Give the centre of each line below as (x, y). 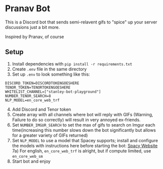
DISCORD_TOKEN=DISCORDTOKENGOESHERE (42, 83)
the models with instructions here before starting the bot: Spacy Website (85, 146)
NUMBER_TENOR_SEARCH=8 (28, 96)
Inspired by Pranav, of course (35, 37)
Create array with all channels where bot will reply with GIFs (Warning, (82, 114)
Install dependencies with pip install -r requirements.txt (72, 63)
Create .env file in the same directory (49, 69)
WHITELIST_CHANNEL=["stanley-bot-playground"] (53, 92)
